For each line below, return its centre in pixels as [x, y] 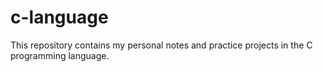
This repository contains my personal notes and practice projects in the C [161, 45]
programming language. [60, 55]
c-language [59, 17]
